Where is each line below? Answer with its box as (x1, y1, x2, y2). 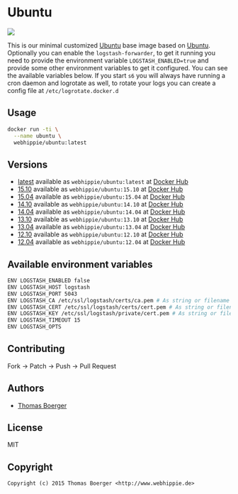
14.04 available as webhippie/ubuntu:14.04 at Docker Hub (17, 207, 186, 216)
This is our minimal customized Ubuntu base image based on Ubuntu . (7, 40, 211, 50)
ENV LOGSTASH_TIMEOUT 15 (7, 317, 81, 324)
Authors (7, 383, 45, 395)
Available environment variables (7, 258, 154, 270)
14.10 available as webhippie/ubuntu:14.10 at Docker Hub (17, 200, 183, 209)
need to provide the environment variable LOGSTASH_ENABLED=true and (7, 56, 209, 65)
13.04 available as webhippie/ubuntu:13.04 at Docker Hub (17, 223, 186, 231)
